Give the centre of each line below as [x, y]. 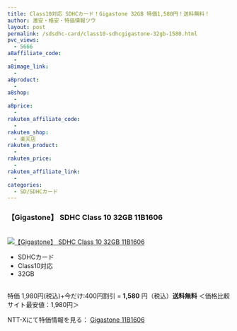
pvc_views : [23, 40]
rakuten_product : [33, 146]
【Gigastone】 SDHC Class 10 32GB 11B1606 [85, 218]
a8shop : [19, 93]
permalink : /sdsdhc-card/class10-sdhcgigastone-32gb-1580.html [103, 34]
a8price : [20, 106]
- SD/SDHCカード [36, 192]
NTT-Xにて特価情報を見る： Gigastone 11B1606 [76, 320]
